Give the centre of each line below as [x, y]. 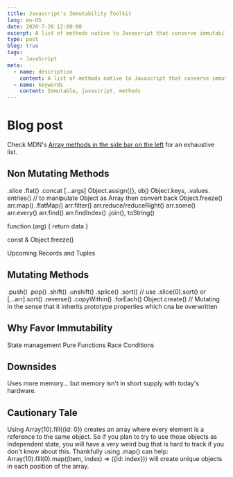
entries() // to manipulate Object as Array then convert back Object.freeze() [115, 198]
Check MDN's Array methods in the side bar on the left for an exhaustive [111, 145]
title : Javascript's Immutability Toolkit [69, 14]
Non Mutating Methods [58, 174]
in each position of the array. [48, 467]
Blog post [35, 125]
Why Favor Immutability [60, 328]
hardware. [22, 391]
